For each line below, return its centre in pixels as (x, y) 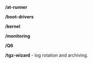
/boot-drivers (19, 17)
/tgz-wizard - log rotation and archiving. (47, 55)
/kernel (13, 26)
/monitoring (18, 36)
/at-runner (16, 7)
